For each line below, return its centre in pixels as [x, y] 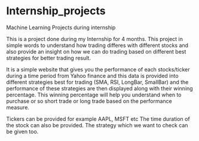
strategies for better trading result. [49, 58]
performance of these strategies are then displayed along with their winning [99, 88]
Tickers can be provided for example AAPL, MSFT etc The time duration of [98, 119]
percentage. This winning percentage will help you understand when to [94, 95]
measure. [18, 107]
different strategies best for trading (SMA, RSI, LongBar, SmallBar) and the [97, 82]
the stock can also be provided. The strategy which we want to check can [97, 125]
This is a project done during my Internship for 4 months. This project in [95, 39]
